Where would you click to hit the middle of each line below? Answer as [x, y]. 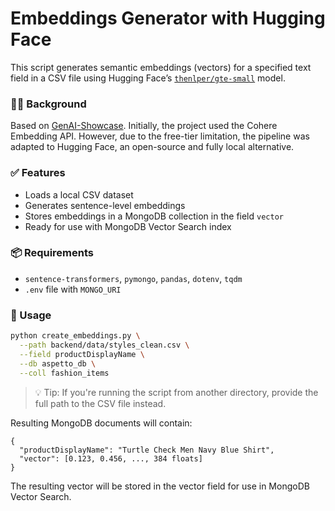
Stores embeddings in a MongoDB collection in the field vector [154, 216]
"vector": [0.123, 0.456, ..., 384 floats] [111, 458]
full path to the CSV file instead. [100, 403]
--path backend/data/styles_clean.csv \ [104, 345]
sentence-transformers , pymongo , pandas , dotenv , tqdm [133, 278]
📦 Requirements [52, 253]
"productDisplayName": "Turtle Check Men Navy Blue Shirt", [147, 450]
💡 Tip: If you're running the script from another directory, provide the [176, 392]
